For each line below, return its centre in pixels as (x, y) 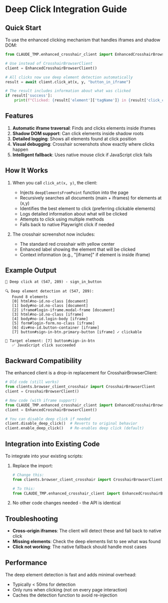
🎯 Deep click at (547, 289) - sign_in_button (53, 282)
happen (20, 149)
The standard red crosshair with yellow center (67, 244)
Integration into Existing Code (52, 444)
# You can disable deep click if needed (48, 419)
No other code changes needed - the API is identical (66, 503)
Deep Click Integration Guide (66, 9)
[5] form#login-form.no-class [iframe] (53, 323)
